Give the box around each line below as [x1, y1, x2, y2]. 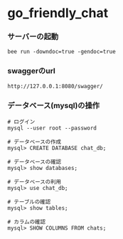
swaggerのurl [7, 66, 55, 76]
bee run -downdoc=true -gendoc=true [7, 48, 116, 55]
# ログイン [7, 119, 36, 126]
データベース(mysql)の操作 [7, 100, 100, 110]
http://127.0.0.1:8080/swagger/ [7, 83, 103, 90]
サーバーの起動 [7, 32, 59, 42]
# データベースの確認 [7, 159, 62, 166]
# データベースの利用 [7, 179, 62, 186]
